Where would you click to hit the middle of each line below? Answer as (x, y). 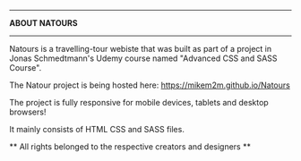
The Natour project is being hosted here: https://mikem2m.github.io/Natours (150, 85)
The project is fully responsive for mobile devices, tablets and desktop (139, 102)
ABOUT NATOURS (43, 23)
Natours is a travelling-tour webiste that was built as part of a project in (141, 49)
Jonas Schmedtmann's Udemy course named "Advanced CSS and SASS (143, 58)
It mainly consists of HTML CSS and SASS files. (97, 129)
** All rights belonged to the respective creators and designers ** (130, 147)
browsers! (28, 112)
